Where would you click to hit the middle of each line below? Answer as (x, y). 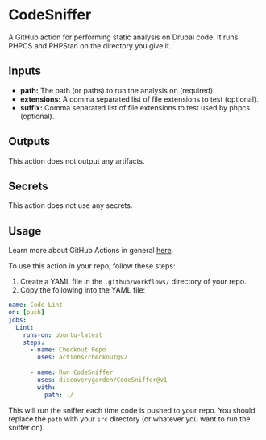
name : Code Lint (35, 305)
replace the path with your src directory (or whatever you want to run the (129, 419)
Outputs (29, 141)
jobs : (17, 320)
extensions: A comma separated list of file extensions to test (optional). (139, 99)
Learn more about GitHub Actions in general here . (91, 251)
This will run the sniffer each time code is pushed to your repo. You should (132, 410)
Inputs (25, 71)
